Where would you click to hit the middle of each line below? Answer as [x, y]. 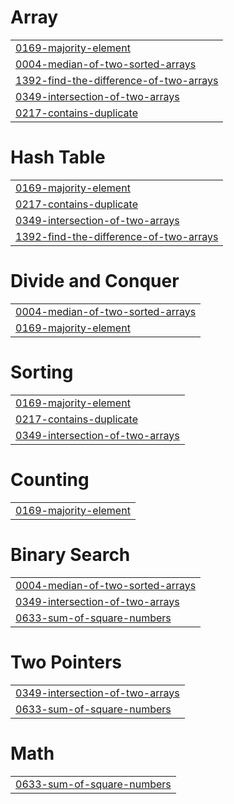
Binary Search [70, 554]
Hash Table [58, 157]
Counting [50, 479]
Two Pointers [66, 662]
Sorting [42, 372]
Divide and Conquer [95, 281]
